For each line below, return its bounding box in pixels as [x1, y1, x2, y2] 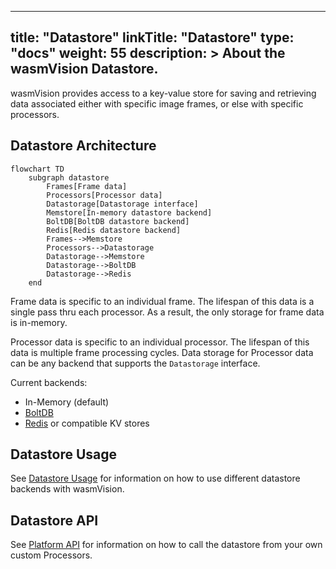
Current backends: [10, 376, 88, 388]
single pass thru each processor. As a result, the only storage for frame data [10, 306, 325, 318]
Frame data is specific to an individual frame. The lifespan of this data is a [10, 295, 315, 307]
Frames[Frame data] [46, 181, 128, 191]
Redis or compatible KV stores [24, 417, 150, 429]
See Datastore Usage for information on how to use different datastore [10, 472, 301, 485]
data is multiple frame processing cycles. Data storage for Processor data [10, 346, 314, 358]
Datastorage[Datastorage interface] [46, 199, 199, 209]
